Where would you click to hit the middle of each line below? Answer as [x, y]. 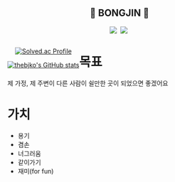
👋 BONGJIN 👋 [120, 13]
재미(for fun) [36, 171]
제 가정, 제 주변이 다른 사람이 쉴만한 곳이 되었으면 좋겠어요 [88, 83]
